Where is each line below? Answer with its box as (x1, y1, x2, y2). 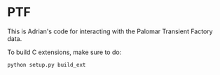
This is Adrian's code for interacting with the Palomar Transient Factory (7, 27, 213, 35)
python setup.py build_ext (7, 61, 86, 68)
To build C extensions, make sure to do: (7, 48, 122, 56)
